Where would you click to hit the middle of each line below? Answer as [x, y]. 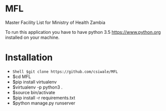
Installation [29, 57]
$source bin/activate [34, 92]
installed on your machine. [32, 37]
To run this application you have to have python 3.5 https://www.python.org [83, 32]
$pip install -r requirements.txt [44, 98]
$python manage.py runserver [44, 103]
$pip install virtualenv [34, 82]
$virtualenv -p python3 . [37, 87]
